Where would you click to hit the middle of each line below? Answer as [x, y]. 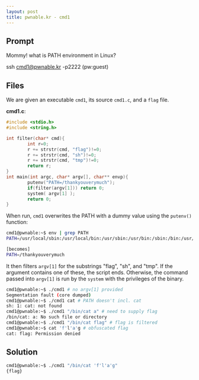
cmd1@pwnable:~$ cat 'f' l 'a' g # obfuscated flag [67, 328]
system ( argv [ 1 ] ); [52, 193]
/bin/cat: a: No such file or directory [57, 317]
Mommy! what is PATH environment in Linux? [61, 55]
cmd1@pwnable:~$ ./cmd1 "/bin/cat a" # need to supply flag [82, 312]
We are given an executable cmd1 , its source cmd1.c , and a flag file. [88, 100]
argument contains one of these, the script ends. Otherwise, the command [97, 272]
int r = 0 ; [38, 144]
